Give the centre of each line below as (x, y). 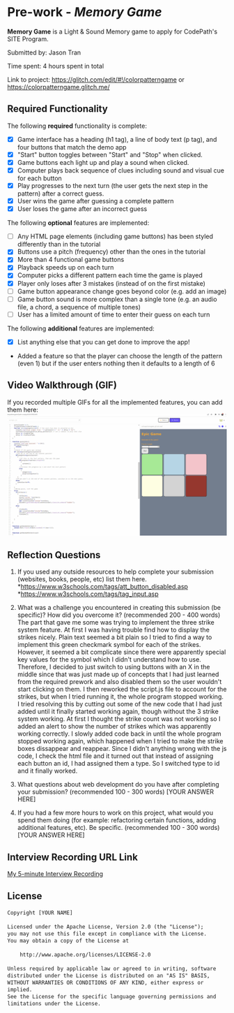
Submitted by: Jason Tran (44, 52)
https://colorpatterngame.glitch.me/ (58, 87)
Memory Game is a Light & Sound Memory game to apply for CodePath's (112, 31)
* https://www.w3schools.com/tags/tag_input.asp (88, 594)
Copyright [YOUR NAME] (40, 913)
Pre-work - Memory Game (85, 12)
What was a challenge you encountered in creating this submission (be (119, 608)
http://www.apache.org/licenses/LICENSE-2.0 (85, 955)
